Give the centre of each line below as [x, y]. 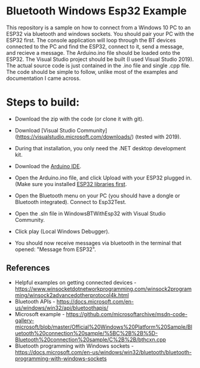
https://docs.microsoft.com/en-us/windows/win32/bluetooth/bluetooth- [103, 352]
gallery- [24, 320]
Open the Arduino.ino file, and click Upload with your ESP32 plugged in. [103, 178]
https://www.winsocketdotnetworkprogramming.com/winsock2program [103, 289]
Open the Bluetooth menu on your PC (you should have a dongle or [97, 196]
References [28, 268]
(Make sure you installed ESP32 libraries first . [71, 184]
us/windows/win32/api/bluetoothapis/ [61, 308]
